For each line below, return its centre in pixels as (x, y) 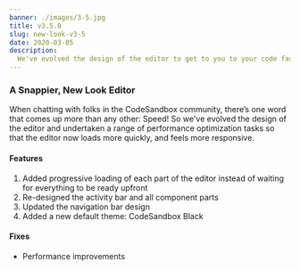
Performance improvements (74, 256)
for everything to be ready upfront (85, 187)
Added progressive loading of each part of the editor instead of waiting (153, 178)
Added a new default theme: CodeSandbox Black (112, 216)
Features (26, 158)
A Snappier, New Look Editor (72, 90)
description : (33, 51)
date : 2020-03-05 (42, 42)
